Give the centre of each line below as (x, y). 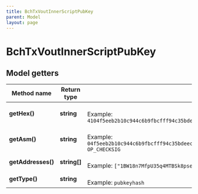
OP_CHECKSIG (104, 150)
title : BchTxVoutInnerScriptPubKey (50, 11)
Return (71, 90)
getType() (23, 179)
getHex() (22, 113)
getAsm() (23, 139)
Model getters (32, 73)
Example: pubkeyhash (116, 183)
